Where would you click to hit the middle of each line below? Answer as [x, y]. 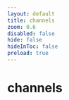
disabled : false [31, 33]
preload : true [28, 54]
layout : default [31, 14]
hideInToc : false [33, 46]
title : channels [31, 20]
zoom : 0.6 [22, 27]
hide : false [25, 40]
